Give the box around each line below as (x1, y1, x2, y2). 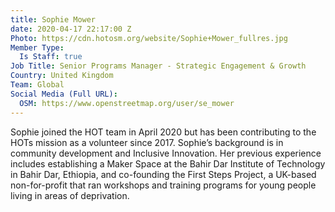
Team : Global (10, 80, 65, 90)
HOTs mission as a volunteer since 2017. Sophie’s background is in (10, 136, 284, 148)
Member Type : (10, 42, 65, 53)
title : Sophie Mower (10, 14, 97, 25)
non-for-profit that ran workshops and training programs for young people (10, 179, 317, 191)
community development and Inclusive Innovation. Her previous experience (10, 147, 322, 159)
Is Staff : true (19, 52, 83, 62)
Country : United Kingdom (10, 71, 114, 81)
